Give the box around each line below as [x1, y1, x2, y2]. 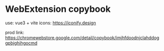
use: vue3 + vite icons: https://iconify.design [5, 20, 96, 26]
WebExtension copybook [5, 3, 111, 15]
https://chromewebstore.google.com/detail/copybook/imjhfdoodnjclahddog [5, 35, 160, 41]
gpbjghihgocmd [5, 40, 38, 46]
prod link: [5, 29, 25, 35]
